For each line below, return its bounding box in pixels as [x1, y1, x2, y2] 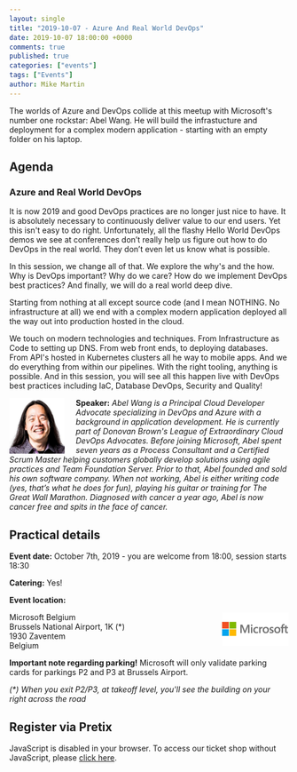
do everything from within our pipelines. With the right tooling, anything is [9, 362, 278, 372]
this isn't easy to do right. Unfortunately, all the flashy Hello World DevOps [9, 225, 281, 235]
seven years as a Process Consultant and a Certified [75, 445, 270, 456]
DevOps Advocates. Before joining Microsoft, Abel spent [75, 435, 282, 446]
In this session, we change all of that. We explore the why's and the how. [9, 261, 275, 272]
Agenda [9, 160, 54, 175]
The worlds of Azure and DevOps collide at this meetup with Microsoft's [9, 105, 273, 115]
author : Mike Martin [9, 80, 86, 89]
